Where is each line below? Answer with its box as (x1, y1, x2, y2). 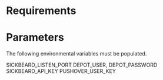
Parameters (6, 31, 65, 44)
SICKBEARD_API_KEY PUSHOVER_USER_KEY (6, 68, 116, 75)
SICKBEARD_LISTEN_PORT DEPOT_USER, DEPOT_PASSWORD (6, 61, 158, 68)
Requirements (6, 4, 76, 18)
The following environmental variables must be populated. (6, 50, 147, 57)
